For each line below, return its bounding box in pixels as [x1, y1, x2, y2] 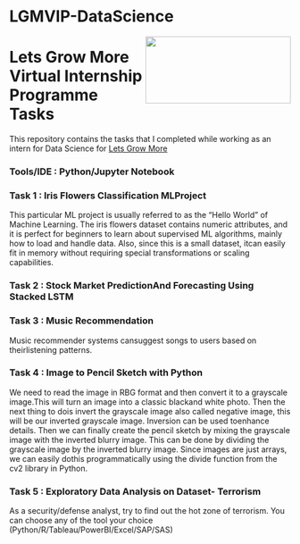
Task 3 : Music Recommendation [9, 314, 154, 327]
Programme [9, 85, 98, 105]
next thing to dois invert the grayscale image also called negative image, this [9, 406, 291, 416]
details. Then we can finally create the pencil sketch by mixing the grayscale [9, 424, 290, 435]
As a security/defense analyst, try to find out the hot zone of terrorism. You [9, 506, 286, 516]
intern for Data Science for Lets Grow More [9, 143, 168, 154]
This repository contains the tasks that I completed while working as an [9, 134, 271, 145]
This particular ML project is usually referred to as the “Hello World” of [9, 210, 269, 221]
